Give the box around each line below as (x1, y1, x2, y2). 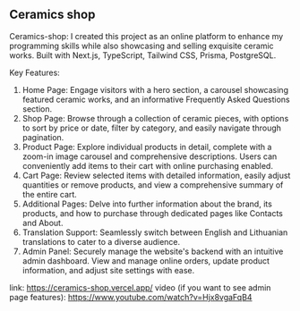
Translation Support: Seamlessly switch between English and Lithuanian (21, 227, 288, 238)
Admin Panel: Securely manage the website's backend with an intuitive (21, 246, 284, 256)
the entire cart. (21, 189, 78, 199)
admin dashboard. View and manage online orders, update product (21, 255, 270, 266)
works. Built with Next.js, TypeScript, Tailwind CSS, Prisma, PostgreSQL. (9, 49, 277, 61)
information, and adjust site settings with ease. (21, 265, 195, 275)
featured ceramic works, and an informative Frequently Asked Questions (21, 94, 290, 105)
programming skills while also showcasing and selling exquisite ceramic (9, 40, 275, 51)
